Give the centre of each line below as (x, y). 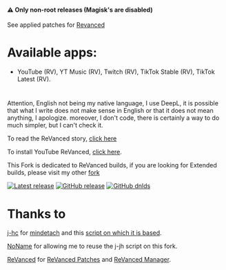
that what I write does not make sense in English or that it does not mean (110, 111)
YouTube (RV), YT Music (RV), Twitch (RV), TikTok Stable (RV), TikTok (116, 72)
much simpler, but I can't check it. (55, 125)
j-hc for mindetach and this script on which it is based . (84, 233)
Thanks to (37, 214)
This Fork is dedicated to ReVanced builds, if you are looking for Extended (112, 165)
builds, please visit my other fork (53, 173)
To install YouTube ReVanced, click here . (65, 152)
